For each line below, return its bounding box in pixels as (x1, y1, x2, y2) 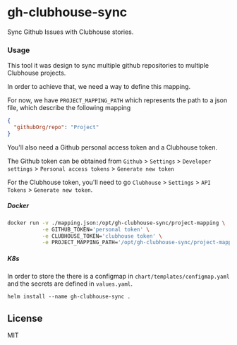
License (7, 312, 43, 325)
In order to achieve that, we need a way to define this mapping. (7, 83, 191, 91)
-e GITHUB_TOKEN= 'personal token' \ (42, 226, 150, 233)
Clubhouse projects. (7, 68, 66, 78)
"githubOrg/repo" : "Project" (13, 124, 99, 131)
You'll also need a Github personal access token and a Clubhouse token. (7, 143, 217, 152)
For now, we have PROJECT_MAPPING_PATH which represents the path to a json (7, 96, 228, 104)
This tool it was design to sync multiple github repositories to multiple (7, 61, 209, 70)
